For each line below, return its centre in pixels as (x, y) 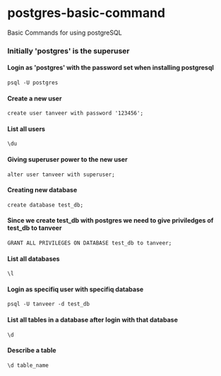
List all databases (34, 259)
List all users (26, 129)
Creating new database (42, 190)
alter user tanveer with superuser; (61, 175)
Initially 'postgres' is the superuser (68, 51)
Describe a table (32, 351)
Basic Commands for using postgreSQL (65, 33)
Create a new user (35, 98)
